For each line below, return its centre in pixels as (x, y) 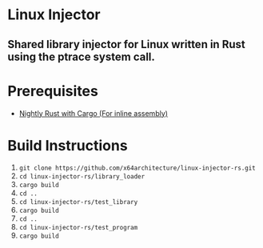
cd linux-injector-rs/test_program (78, 228)
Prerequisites (53, 91)
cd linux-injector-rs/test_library (78, 202)
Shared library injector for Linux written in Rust (126, 44)
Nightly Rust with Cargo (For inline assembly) (94, 113)
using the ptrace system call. (81, 56)
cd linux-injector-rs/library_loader (82, 177)
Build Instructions (68, 145)
